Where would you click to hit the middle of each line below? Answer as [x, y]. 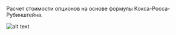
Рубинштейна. [25, 15]
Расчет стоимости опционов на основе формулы [70, 9]
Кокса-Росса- [152, 9]
